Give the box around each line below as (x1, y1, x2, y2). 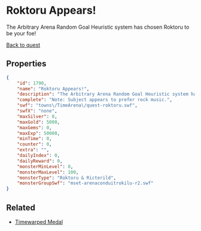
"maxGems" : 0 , (17, 124, 52, 130)
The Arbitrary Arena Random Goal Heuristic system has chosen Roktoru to (6, 23, 190, 31)
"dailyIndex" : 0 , (17, 153, 60, 159)
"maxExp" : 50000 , (17, 130, 60, 136)
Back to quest (6, 41, 41, 48)
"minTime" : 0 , (17, 136, 52, 142)
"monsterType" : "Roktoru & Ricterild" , (17, 175, 117, 181)
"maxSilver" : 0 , (17, 113, 58, 120)
